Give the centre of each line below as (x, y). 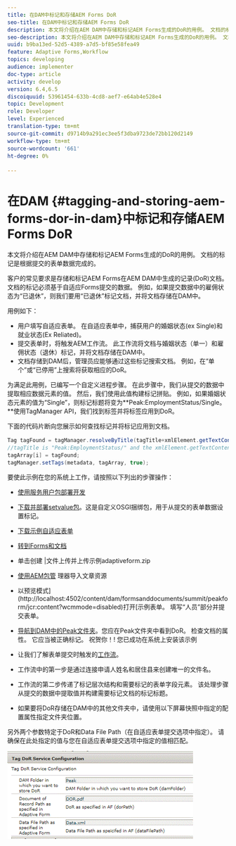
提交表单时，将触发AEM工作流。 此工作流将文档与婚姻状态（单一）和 (117, 343)
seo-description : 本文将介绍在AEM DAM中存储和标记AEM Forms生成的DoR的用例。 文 (118, 37)
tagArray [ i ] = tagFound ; (44, 455)
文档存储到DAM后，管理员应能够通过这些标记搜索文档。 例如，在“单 (116, 361)
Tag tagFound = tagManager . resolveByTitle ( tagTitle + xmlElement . (103, 441)
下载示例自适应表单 (45, 531)
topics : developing (36, 60)
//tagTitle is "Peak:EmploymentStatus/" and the (80, 448)
